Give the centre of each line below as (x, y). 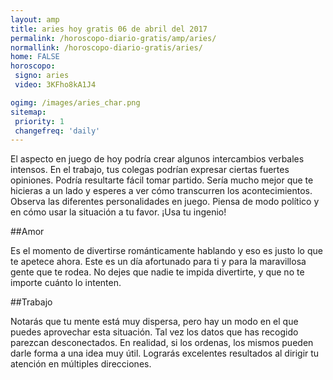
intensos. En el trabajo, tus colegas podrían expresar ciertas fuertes (150, 170)
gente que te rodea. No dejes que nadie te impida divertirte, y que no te (157, 272)
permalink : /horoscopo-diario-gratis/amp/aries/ (113, 38)
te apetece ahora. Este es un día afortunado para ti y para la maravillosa (158, 262)
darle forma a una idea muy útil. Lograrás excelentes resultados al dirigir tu (165, 353)
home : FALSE (35, 57)
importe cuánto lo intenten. (66, 283)
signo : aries (42, 76)
